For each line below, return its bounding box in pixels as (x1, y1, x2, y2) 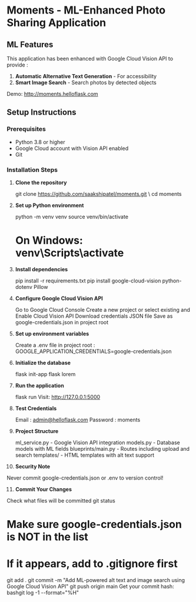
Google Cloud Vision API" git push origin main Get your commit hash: (6, 583, 174, 590)
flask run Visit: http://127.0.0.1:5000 (15, 393, 101, 400)
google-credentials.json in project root (15, 318, 109, 325)
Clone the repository (15, 179, 67, 186)
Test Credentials (15, 404, 57, 412)
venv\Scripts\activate (15, 247, 124, 260)
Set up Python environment (15, 201, 84, 209)
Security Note (15, 463, 51, 470)
